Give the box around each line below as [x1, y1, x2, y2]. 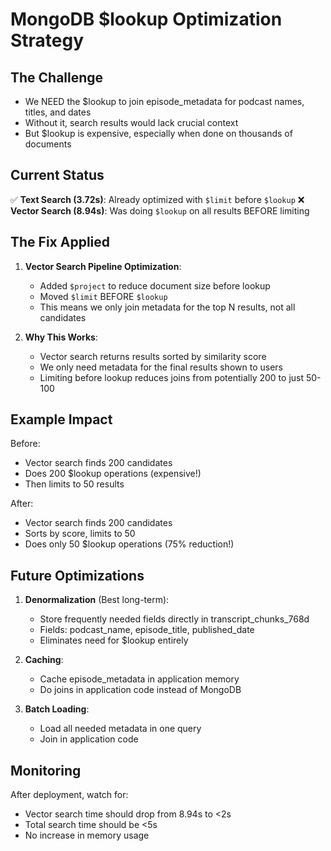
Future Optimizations [10, 567, 145, 584]
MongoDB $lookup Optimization [10, 8, 283, 31]
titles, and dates [24, 106, 92, 118]
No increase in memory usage [24, 829, 150, 842]
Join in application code [39, 733, 139, 745]
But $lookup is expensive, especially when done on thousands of [24, 128, 293, 139]
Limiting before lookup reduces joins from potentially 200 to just [39, 371, 305, 383]
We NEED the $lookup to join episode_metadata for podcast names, [24, 96, 305, 107]
